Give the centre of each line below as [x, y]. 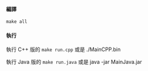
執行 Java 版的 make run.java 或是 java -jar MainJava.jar [74, 62]
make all [17, 22]
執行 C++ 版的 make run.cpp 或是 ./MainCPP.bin [63, 49]
